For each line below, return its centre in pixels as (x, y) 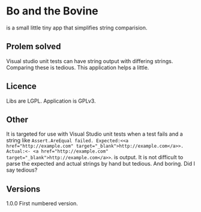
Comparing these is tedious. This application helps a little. (78, 67)
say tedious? (22, 170)
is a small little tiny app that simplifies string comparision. (77, 28)
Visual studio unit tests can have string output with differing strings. (90, 61)
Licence (22, 86)
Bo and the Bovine (52, 11)
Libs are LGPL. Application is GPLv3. (51, 101)
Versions (23, 189)
